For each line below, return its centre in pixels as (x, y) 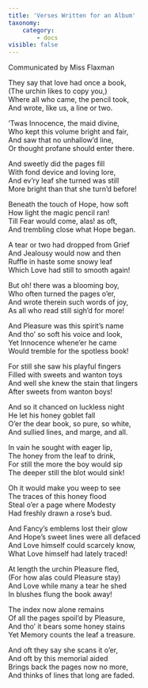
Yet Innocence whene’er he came (63, 343)
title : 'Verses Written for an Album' (72, 15)
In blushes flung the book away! (60, 595)
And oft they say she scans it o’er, (63, 650)
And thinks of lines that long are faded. (72, 675)
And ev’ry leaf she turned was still (64, 181)
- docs (47, 38)
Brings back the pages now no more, (68, 667)
